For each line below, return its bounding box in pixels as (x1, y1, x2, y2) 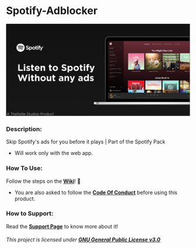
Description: (6, 124, 42, 133)
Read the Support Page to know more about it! (6, 223, 118, 230)
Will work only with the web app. (14, 150, 93, 157)
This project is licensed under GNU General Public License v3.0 (6, 236, 161, 243)
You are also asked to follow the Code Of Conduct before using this (14, 189, 178, 196)
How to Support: (6, 209, 54, 217)
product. (14, 195, 36, 202)
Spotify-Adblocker (6, 4, 98, 18)
